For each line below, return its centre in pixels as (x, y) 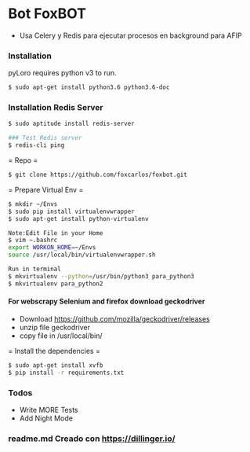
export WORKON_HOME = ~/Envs (52, 248)
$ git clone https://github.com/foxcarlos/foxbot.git (98, 175)
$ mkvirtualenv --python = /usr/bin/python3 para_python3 (101, 276)
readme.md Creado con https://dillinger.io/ (92, 439)
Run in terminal (34, 269)
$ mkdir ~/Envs (33, 204)
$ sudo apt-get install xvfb (56, 365)
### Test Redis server (45, 138)
